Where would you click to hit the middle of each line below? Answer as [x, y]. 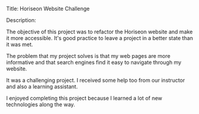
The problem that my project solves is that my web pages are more [88, 56]
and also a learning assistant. [42, 87]
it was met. [20, 44]
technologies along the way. [41, 104]
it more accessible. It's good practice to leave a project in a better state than [100, 38]
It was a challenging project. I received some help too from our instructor [96, 80]
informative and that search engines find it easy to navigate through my [94, 62]
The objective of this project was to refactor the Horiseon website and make [99, 32]
